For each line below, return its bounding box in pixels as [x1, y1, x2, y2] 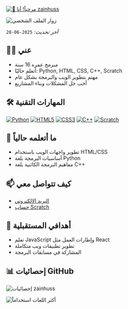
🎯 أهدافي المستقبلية [6, 220, 71, 230]
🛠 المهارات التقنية [6, 98, 65, 108]
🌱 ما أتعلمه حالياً [6, 133, 57, 143]
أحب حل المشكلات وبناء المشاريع [14, 79, 87, 86]
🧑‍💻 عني [6, 45, 32, 55]
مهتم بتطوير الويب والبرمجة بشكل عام [14, 73, 98, 80]
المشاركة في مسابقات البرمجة [14, 248, 82, 256]
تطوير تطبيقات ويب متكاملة [14, 243, 75, 250]
